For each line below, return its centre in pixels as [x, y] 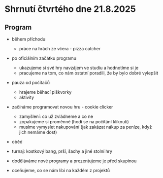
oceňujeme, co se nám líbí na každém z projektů [61, 170]
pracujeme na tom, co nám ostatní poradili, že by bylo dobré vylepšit [89, 73]
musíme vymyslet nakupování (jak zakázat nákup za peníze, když [85, 127]
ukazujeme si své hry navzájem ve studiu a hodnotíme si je [79, 68]
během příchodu [29, 39]
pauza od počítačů [31, 83]
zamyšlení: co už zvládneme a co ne [56, 116]
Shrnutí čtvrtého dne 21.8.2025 [70, 9]
